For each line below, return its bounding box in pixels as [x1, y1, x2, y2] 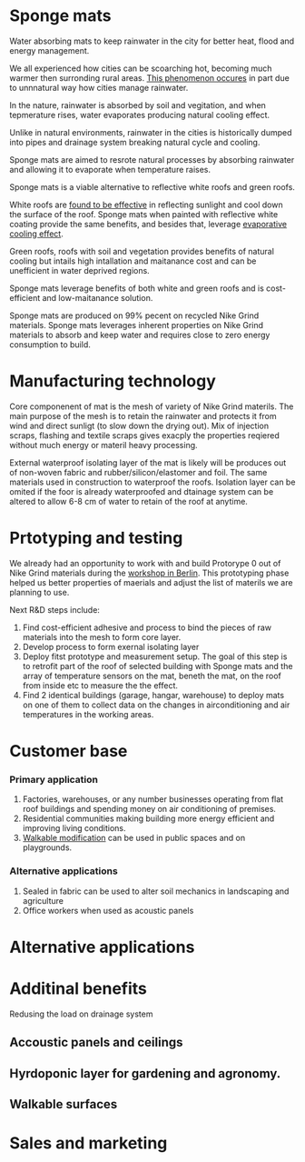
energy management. [9, 45, 90, 55]
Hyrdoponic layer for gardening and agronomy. [9, 1066, 281, 1081]
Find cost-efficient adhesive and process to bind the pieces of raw [22, 622, 272, 633]
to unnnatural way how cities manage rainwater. [9, 82, 189, 93]
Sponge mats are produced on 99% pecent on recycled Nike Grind [9, 310, 260, 321]
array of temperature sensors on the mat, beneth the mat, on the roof [22, 670, 281, 681]
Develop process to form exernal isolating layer [22, 641, 200, 652]
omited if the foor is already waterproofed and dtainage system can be [9, 486, 274, 496]
